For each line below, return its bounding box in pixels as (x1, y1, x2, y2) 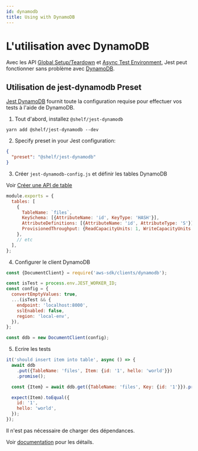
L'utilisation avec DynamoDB (6, 39, 150, 53)
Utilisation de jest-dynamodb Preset (6, 82, 142, 92)
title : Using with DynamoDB (6, 14, 75, 20)
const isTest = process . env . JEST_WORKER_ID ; (6, 280, 117, 286)
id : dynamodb (6, 8, 38, 15)
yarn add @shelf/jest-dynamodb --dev (6, 127, 99, 133)
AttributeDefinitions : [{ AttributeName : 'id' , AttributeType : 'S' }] (21, 220, 194, 227)
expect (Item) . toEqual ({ (11, 394, 70, 400)
